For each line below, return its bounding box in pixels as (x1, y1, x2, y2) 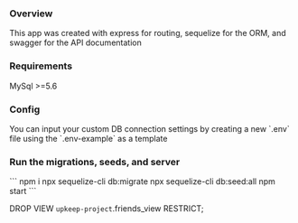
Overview (9, 7, 53, 20)
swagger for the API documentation (9, 37, 142, 48)
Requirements (9, 60, 73, 72)
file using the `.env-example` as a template (9, 133, 168, 144)
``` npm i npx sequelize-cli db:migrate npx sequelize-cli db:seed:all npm (9, 176, 275, 187)
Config (9, 103, 41, 116)
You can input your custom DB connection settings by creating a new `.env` (9, 123, 291, 134)
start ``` (9, 186, 37, 197)
